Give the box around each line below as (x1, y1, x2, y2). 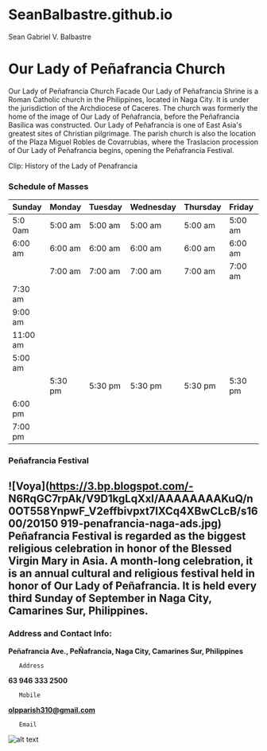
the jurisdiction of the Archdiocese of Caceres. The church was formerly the (8, 103, 258, 112)
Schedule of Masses (8, 181, 89, 192)
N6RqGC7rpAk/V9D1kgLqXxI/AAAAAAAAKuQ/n (8, 492, 253, 505)
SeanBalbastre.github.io (8, 6, 173, 24)
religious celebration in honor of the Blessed (8, 542, 232, 556)
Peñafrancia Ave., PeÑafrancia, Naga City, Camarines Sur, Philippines (8, 646, 244, 655)
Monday (49, 202, 82, 213)
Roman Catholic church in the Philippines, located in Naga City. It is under (8, 94, 250, 104)
